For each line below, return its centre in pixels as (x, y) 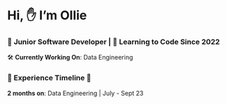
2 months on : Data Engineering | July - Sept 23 (75, 93)
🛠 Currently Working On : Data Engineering (70, 58)
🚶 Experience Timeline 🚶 (49, 78)
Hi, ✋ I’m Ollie (47, 16)
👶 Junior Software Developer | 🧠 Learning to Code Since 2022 (113, 42)
